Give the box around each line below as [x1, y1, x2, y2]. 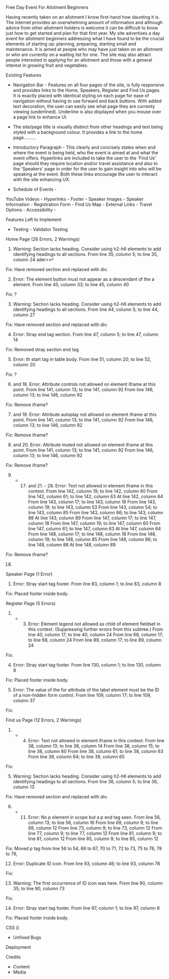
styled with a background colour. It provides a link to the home [13, 129, 143, 135]
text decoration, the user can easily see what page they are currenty [13, 103, 155, 109]
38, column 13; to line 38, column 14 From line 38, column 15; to [28, 743, 160, 749]
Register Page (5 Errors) [6, 601, 56, 606]
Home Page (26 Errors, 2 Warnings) [6, 236, 80, 242]
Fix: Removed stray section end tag [6, 347, 79, 352]
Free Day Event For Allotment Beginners [6, 5, 89, 10]
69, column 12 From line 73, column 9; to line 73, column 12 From [28, 825, 162, 831]
